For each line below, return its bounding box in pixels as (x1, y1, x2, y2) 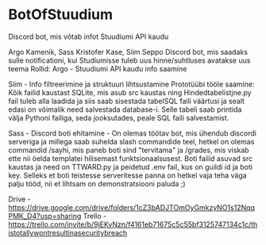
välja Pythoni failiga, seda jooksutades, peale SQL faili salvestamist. (8, 113, 229, 122)
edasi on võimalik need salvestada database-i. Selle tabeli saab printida (8, 105, 242, 114)
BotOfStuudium (8, 6, 114, 24)
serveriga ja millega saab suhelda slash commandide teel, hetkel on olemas (8, 136, 255, 146)
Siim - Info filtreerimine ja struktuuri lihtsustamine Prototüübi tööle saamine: (8, 79, 255, 89)
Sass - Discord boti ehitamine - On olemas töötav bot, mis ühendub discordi (8, 128, 256, 138)
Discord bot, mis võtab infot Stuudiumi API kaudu (8, 32, 169, 41)
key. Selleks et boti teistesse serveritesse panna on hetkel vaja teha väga (8, 170, 248, 180)
